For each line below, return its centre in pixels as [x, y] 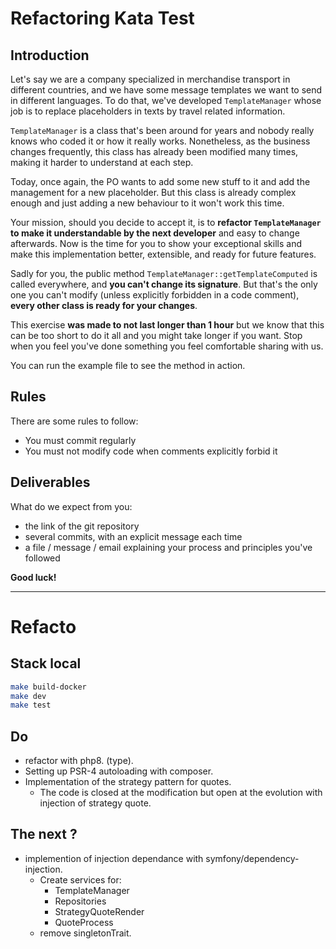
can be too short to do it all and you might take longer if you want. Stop [156, 335]
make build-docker [48, 687]
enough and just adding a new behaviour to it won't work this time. [147, 203]
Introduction [50, 55]
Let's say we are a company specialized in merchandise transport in [150, 79]
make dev [28, 696]
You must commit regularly [80, 440]
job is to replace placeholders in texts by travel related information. [148, 111]
